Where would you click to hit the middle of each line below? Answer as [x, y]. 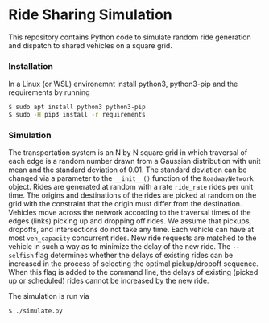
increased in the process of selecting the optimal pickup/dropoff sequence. [134, 264]
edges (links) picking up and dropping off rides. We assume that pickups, [130, 221]
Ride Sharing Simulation [91, 15]
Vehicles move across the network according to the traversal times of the [130, 213]
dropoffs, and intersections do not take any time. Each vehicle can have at [131, 230]
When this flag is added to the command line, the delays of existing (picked [133, 272]
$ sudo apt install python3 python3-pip [77, 107]
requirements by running [49, 92]
